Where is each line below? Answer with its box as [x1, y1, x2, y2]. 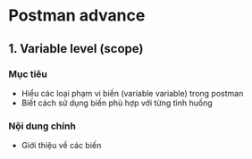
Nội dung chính [8, 120, 77, 132]
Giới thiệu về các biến [21, 140, 102, 151]
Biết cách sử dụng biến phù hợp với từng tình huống [21, 97, 214, 108]
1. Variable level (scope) [8, 41, 144, 56]
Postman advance [8, 5, 146, 26]
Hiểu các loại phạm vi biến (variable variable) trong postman [21, 88, 244, 98]
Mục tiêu [8, 68, 48, 80]
